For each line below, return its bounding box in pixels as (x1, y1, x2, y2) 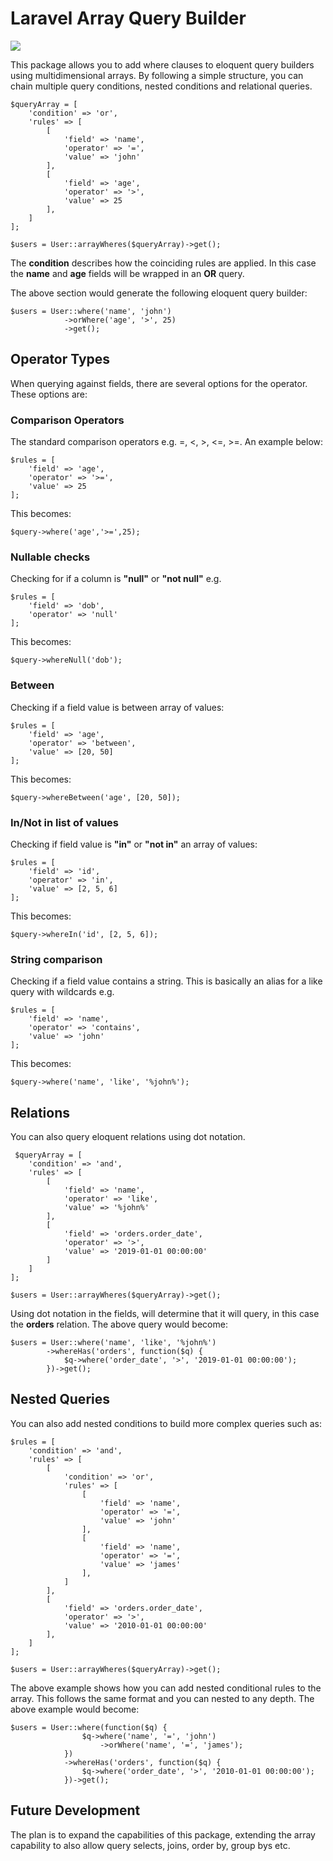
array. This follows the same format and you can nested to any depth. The (10, 1692, 315, 1704)
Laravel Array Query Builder (10, 7, 247, 30)
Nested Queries (10, 1391, 110, 1408)
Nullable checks (10, 550, 91, 564)
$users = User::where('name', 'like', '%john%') (10, 1338, 217, 1348)
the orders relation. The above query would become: (10, 1318, 228, 1331)
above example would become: (10, 1703, 140, 1715)
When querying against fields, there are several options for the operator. (10, 377, 308, 389)
